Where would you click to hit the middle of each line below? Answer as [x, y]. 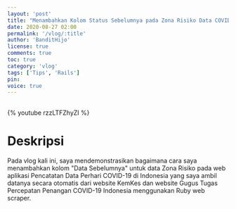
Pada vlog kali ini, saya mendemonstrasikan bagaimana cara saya [102, 161]
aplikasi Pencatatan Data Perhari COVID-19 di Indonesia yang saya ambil [112, 176]
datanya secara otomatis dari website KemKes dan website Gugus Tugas [112, 183]
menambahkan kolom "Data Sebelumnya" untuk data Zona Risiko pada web [117, 168]
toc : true [22, 60]
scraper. [19, 198]
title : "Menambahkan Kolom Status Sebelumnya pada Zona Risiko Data [110, 20]
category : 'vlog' [33, 66]
